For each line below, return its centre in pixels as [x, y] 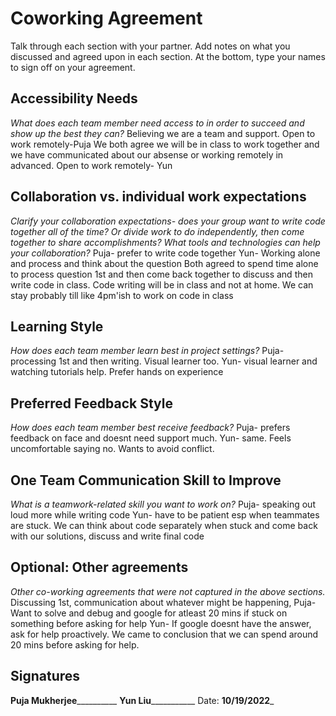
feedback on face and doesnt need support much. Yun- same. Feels [151, 438]
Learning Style [57, 326]
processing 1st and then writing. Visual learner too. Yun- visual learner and [164, 361]
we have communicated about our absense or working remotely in [147, 154]
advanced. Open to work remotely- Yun [91, 165]
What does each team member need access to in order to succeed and [157, 123]
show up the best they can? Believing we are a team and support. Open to [163, 133]
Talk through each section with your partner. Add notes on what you [150, 46]
